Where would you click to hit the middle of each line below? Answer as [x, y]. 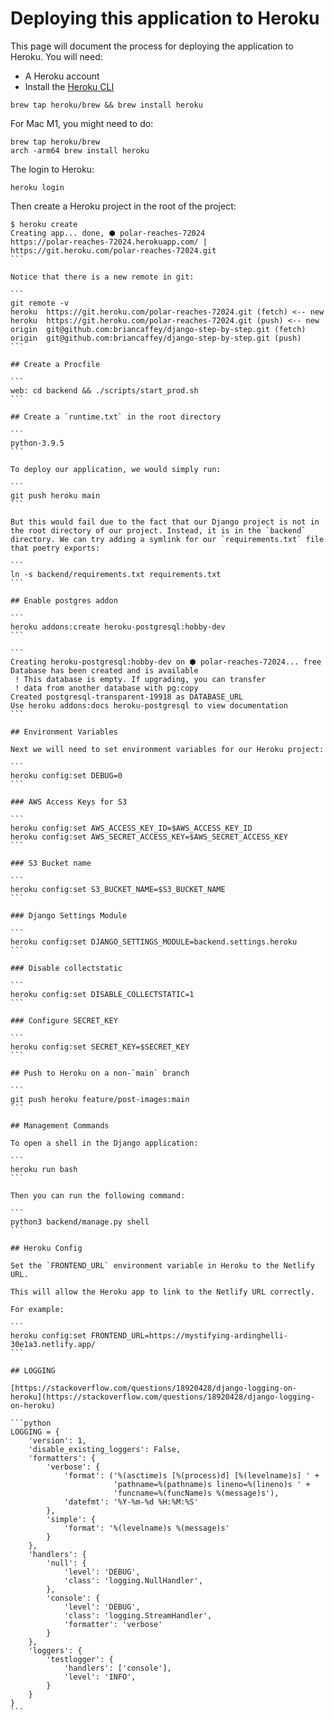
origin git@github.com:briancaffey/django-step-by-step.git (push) [156, 338]
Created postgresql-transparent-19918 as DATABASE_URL [127, 697]
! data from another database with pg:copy [106, 688]
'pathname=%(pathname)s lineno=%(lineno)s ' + [212, 1484]
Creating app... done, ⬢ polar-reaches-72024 [108, 233]
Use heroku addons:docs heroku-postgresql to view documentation [149, 705]
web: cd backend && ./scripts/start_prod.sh [104, 390]
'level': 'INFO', [100, 1677]
